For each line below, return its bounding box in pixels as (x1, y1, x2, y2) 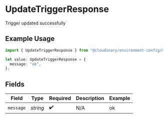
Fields (5, 80, 25, 88)
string (30, 104, 44, 111)
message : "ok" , (9, 61, 41, 66)
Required (49, 95, 71, 102)
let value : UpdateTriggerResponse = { (5, 56, 86, 62)
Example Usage (5, 34, 55, 43)
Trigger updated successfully (5, 20, 66, 26)
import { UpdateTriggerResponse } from (5, 47, 88, 53)
